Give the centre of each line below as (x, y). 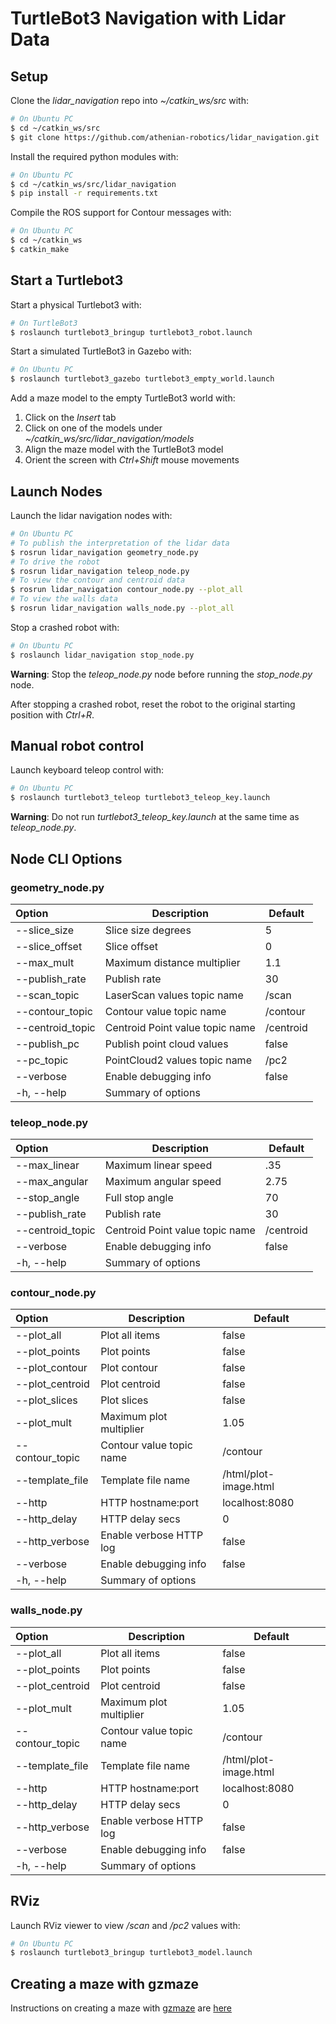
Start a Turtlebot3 (67, 280)
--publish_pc (47, 1044)
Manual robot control (77, 746)
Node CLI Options (66, 858)
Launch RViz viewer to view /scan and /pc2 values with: (125, 1925)
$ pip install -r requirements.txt (84, 193)
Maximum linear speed (158, 1165)
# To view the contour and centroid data (98, 580)
